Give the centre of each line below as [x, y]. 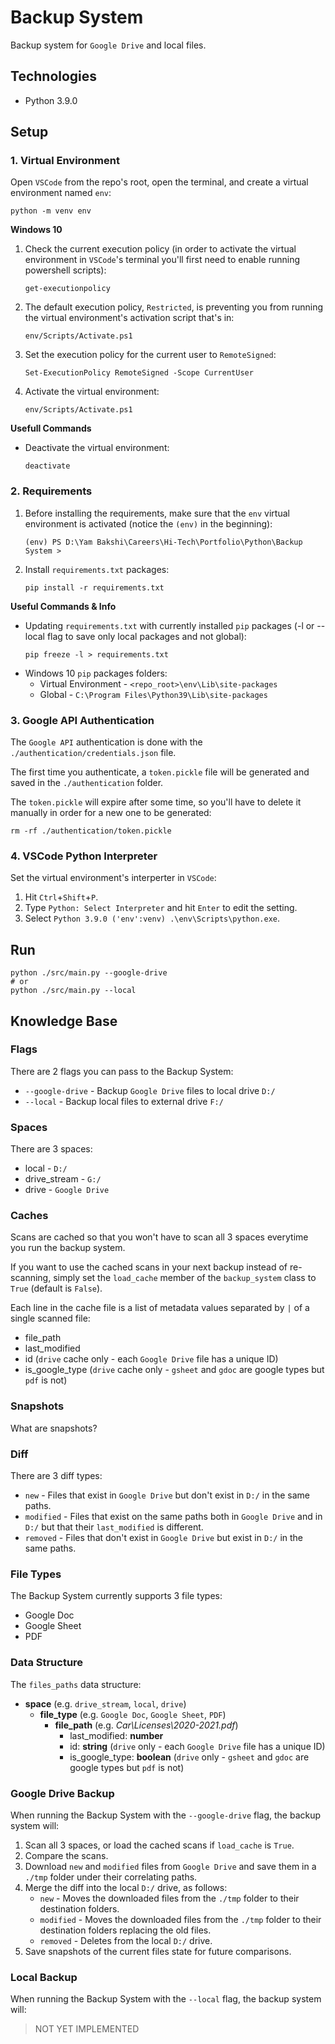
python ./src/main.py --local [73, 991]
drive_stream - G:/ [63, 1179]
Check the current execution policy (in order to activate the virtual [160, 249]
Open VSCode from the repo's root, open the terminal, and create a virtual [159, 182]
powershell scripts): [65, 270]
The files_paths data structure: [76, 1684]
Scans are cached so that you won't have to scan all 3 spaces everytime [159, 1237]
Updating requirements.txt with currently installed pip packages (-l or [169, 625]
